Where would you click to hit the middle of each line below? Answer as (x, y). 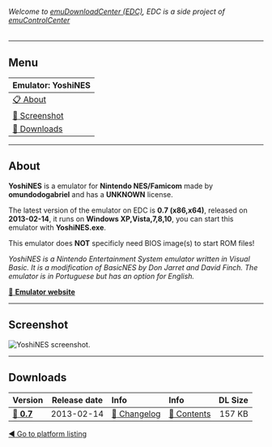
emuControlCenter (39, 19)
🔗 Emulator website (42, 291)
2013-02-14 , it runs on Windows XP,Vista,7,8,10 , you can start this (121, 218)
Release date (77, 400)
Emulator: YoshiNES (51, 85)
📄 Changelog (136, 414)
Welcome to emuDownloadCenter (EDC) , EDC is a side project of (117, 11)
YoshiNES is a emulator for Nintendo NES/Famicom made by (110, 186)
